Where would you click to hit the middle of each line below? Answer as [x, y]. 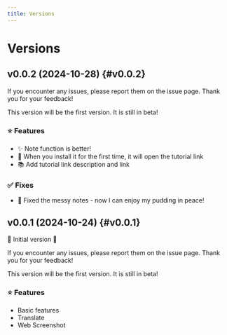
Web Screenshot [41, 325]
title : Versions [31, 14]
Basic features [38, 310]
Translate [31, 318]
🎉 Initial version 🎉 [32, 240]
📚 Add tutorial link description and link [73, 164]
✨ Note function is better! [54, 149]
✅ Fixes [20, 185]
